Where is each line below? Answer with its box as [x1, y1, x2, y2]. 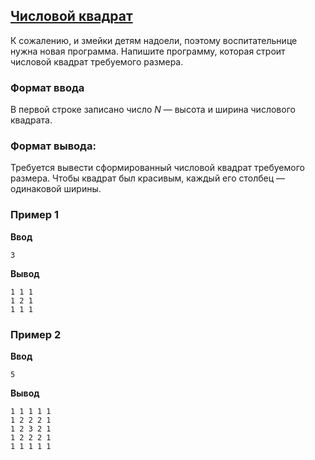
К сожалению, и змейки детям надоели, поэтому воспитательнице [10, 34, 298, 46]
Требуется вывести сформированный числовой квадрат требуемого [10, 162, 305, 174]
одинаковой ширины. [10, 183, 102, 195]
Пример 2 [10, 327, 62, 341]
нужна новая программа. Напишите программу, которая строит [10, 45, 286, 57]
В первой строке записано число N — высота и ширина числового [10, 104, 296, 116]
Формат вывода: [10, 139, 97, 153]
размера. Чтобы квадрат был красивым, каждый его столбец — [10, 172, 285, 184]
